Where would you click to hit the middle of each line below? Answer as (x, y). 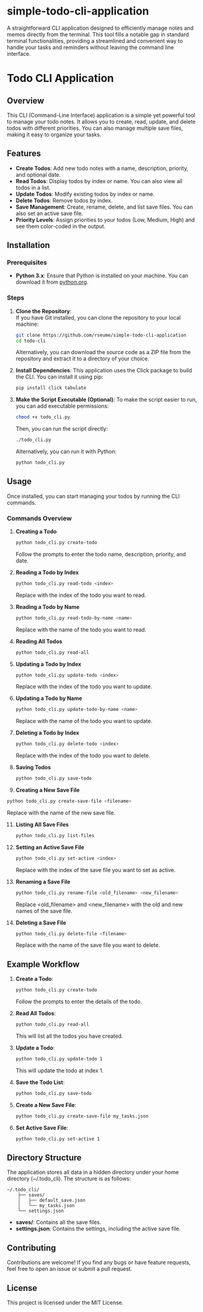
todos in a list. (33, 187)
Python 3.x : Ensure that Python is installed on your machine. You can (102, 276)
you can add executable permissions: (62, 406)
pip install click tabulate (51, 388)
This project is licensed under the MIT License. (65, 1302)
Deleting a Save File (41, 923)
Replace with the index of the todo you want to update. (84, 687)
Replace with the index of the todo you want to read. (81, 595)
